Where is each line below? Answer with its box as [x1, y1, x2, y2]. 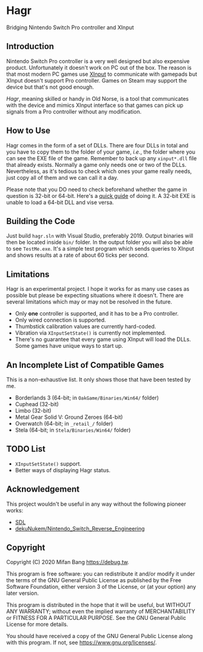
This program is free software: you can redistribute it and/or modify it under [6, 570, 195, 577]
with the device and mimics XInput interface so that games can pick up [6, 101, 184, 109]
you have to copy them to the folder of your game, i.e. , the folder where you [6, 148, 196, 155]
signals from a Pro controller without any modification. [6, 107, 142, 115]
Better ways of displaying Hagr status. [15, 466, 111, 474]
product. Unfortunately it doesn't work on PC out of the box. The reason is [6, 64, 192, 71]
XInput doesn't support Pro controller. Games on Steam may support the [6, 76, 187, 84]
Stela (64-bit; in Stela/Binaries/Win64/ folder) [15, 426, 131, 433]
